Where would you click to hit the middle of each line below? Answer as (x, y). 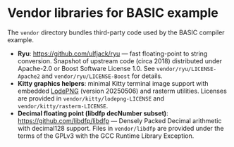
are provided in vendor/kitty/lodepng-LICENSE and (91, 98)
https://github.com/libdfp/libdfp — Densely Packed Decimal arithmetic (119, 120)
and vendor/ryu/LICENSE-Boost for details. (102, 76)
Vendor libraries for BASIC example (113, 13)
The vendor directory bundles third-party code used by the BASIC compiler (116, 32)
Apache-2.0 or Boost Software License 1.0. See (86, 68)
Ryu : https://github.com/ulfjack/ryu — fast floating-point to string (112, 53)
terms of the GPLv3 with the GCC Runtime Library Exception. (106, 136)
